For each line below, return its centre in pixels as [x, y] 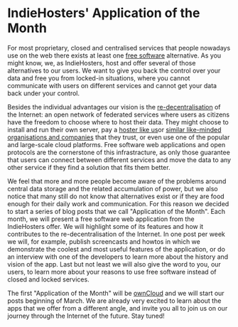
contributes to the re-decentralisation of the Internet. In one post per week [117, 234]
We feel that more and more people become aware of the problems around [117, 181]
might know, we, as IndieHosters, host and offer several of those [102, 63]
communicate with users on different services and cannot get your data [112, 85]
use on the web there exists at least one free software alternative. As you [114, 55]
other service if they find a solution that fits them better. [89, 167]
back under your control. [44, 93]
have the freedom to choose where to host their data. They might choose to [118, 122]
